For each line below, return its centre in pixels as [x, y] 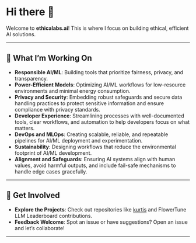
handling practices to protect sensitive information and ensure [89, 103]
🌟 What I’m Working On [49, 58]
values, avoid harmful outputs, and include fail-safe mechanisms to [95, 165]
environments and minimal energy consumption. [72, 91]
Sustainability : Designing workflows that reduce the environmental [95, 147]
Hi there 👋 [30, 12]
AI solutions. [21, 34]
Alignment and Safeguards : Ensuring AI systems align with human [95, 159]
